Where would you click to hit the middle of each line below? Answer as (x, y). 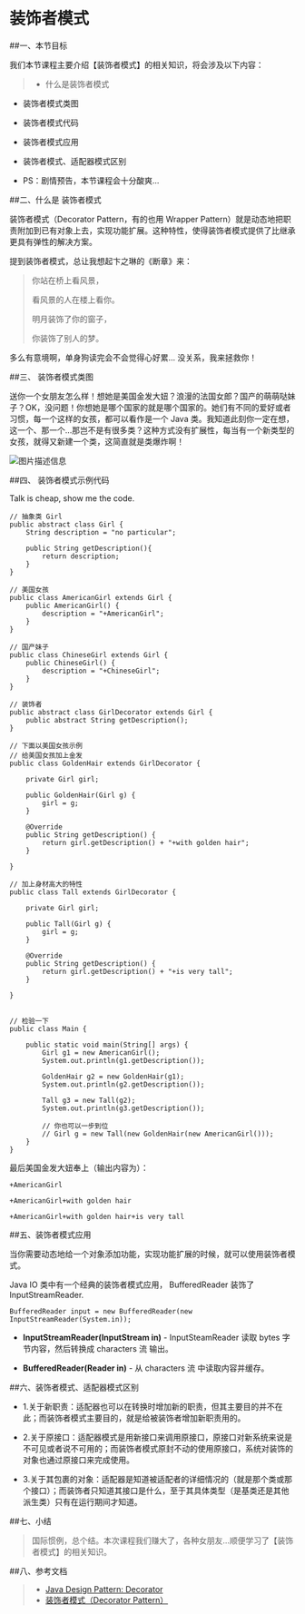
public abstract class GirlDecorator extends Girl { (111, 712)
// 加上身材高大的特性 (46, 884)
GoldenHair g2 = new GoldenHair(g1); (113, 1077)
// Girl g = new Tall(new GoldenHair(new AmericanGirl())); (158, 1134)
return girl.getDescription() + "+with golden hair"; (146, 842)
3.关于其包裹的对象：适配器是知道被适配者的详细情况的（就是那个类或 (153, 1479)
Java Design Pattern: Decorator (104, 1589)
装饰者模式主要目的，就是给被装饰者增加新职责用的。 (146, 1418)
